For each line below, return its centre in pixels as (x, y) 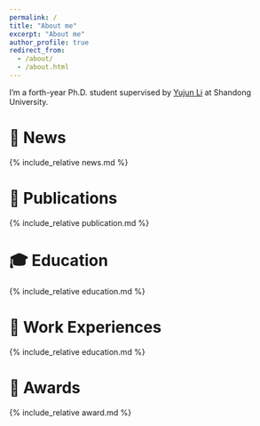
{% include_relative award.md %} (71, 412)
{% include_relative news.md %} (69, 162)
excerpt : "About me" (47, 34)
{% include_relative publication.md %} (79, 222)
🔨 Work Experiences (86, 327)
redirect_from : (37, 51)
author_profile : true (49, 42)
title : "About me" (43, 26)
